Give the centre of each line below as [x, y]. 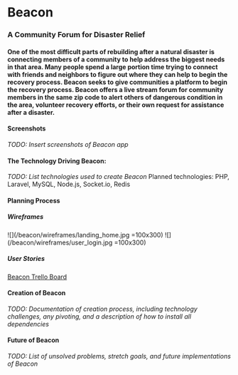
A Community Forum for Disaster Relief [76, 35]
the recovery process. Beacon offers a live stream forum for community [115, 89]
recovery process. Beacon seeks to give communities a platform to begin [117, 82]
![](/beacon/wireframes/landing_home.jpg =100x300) [85, 235]
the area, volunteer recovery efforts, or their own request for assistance [116, 105]
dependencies [28, 324]
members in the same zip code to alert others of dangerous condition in [115, 97]
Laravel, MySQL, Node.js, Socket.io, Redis [69, 184]
